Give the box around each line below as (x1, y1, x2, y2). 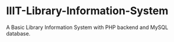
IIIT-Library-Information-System (6, 4, 169, 18)
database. (6, 30, 31, 37)
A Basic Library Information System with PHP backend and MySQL (6, 24, 169, 31)
